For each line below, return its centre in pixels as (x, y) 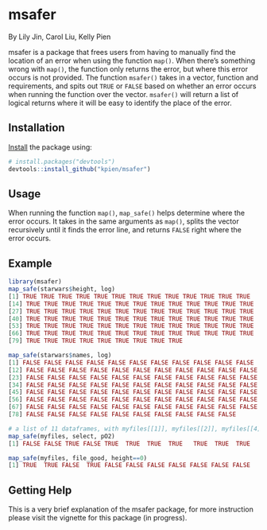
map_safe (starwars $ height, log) (62, 289)
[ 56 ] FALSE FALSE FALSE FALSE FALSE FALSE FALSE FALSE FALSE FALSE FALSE (133, 399)
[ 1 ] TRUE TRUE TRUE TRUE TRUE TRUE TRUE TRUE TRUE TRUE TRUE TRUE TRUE (130, 296)
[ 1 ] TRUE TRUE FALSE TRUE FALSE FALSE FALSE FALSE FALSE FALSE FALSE (129, 466)
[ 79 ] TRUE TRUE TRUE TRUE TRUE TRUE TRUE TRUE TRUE (95, 341)
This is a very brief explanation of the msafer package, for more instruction (131, 509)
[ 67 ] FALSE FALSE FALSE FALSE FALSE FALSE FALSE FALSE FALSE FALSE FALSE (133, 407)
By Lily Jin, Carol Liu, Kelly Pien (60, 37)
